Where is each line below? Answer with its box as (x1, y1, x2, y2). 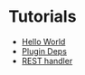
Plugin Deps (21, 45, 67, 56)
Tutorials (8, 6, 77, 27)
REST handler (21, 55, 73, 66)
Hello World (21, 36, 66, 47)
